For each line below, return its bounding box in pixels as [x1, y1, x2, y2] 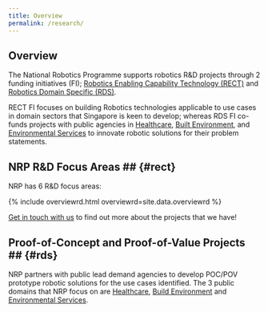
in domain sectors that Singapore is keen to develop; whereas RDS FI [8, 111, 236, 121]
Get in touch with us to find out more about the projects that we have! [8, 213, 238, 222]
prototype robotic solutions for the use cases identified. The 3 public [8, 278, 234, 287]
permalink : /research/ [8, 19, 84, 27]
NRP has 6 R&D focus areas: [8, 181, 102, 191]
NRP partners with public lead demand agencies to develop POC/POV [8, 269, 238, 279]
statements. [8, 137, 48, 147]
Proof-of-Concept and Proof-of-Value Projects [8, 236, 246, 249]
